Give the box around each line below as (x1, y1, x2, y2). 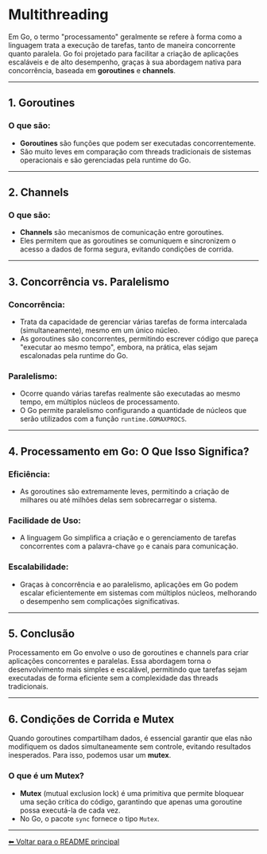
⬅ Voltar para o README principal (8, 836, 120, 846)
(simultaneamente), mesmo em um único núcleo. (19, 326, 180, 335)
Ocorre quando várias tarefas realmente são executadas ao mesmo (19, 388, 241, 399)
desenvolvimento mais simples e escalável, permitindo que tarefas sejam (8, 665, 248, 674)
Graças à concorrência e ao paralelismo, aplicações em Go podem (19, 579, 238, 589)
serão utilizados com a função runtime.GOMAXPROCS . (19, 414, 188, 423)
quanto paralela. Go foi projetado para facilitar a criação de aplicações (8, 49, 239, 58)
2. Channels (8, 185, 69, 200)
